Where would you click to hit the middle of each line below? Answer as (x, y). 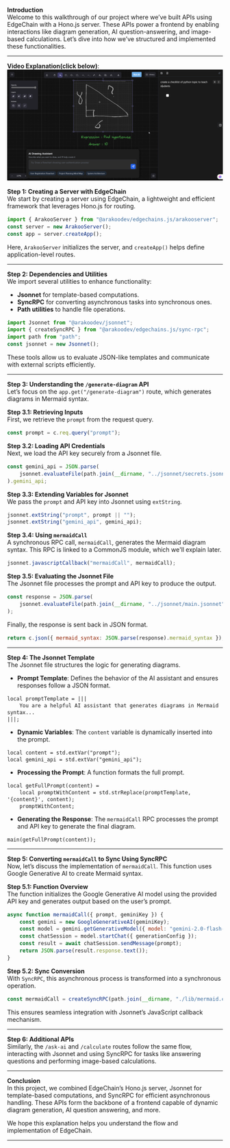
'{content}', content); (41, 799)
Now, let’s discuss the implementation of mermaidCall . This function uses (110, 866)
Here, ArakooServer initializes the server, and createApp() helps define (106, 247)
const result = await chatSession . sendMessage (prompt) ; (101, 944)
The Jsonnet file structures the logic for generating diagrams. (94, 665)
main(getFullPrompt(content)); (52, 840)
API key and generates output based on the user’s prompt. (89, 901)
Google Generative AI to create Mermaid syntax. (75, 873)
